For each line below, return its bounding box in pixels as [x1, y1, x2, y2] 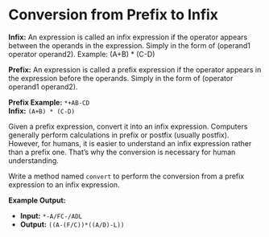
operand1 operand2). [8, 82, 78, 92]
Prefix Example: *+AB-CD [8, 97, 90, 107]
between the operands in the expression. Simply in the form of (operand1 [8, 40, 251, 50]
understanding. [8, 155, 59, 165]
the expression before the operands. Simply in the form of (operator [8, 73, 234, 83]
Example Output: [8, 195, 66, 205]
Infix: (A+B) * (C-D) [8, 106, 75, 116]
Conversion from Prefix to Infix [8, 6, 219, 24]
